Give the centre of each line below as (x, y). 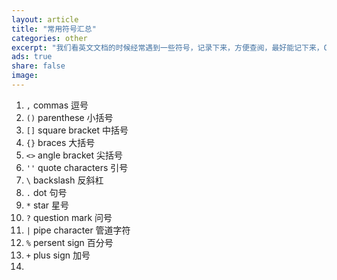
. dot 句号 (46, 192)
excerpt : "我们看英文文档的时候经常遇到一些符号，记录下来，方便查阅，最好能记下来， (167, 47)
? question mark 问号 (69, 217)
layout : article (45, 19)
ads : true (32, 57)
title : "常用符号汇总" (54, 29)
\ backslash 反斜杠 (64, 180)
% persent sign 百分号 (69, 242)
